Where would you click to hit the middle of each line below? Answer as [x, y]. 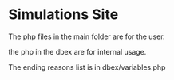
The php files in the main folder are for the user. [87, 36]
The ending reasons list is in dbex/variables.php [87, 67]
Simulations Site [63, 15]
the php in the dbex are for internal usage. [77, 51]
